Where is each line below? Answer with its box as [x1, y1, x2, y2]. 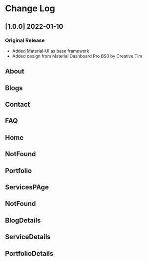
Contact [5, 100, 30, 109]
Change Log [5, 3, 55, 14]
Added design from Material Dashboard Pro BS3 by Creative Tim [12, 53, 143, 59]
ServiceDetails [5, 233, 51, 241]
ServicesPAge [5, 183, 49, 191]
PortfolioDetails [5, 249, 54, 258]
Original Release [5, 37, 45, 44]
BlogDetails [5, 216, 41, 224]
